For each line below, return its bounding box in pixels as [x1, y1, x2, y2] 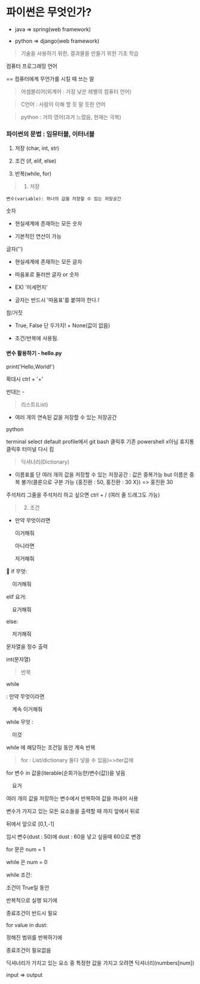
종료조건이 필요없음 [6, 947, 51, 954]
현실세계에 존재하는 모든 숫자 [14, 220, 82, 227]
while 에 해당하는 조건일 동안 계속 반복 [6, 744, 96, 751]
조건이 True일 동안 [6, 884, 50, 891]
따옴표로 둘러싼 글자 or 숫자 [14, 271, 79, 278]
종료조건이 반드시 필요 [6, 910, 58, 917]
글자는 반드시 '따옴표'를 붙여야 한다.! [14, 296, 100, 303]
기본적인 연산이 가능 [14, 233, 61, 240]
